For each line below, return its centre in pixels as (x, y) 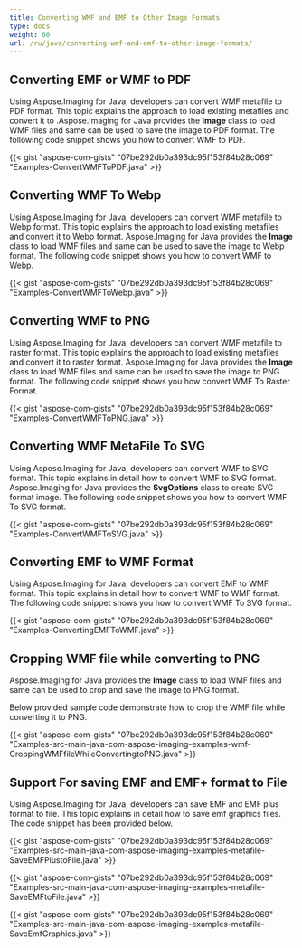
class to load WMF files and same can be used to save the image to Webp (147, 246)
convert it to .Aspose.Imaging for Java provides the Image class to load (142, 121)
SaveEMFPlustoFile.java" (56, 859)
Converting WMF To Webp (85, 195)
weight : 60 (30, 34)
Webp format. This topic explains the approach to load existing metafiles (144, 226)
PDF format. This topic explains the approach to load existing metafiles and (149, 111)
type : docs (30, 26)
